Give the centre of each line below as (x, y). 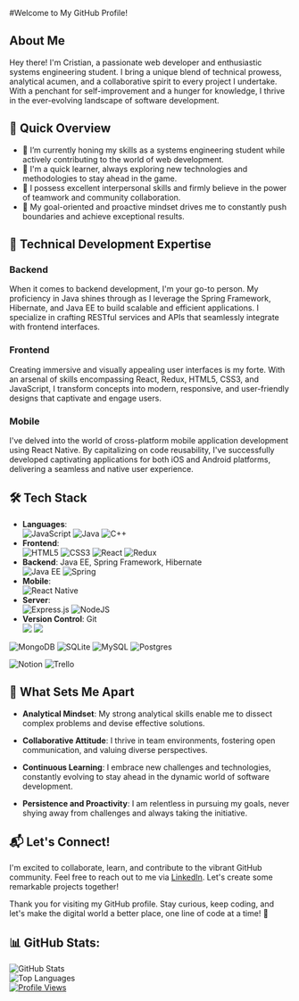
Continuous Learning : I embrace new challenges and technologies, (147, 767)
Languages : (45, 524)
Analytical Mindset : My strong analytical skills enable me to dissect (147, 714)
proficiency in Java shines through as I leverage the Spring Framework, (140, 299)
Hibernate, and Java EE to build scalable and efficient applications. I (134, 308)
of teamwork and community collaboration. (101, 197)
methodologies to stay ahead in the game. (100, 178)
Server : (36, 600)
